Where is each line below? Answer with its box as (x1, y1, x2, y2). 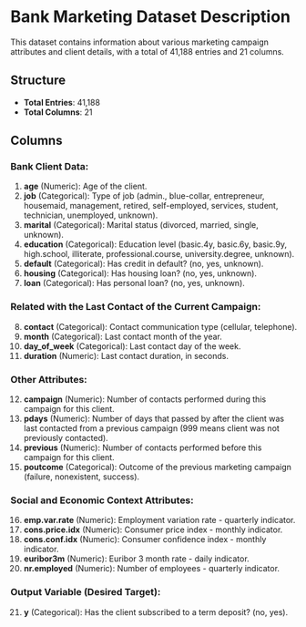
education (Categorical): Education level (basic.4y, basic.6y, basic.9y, (23, 239, 288, 250)
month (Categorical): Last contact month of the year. (23, 331, 222, 342)
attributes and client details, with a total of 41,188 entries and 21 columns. (10, 46, 285, 57)
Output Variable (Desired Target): (10, 586, 161, 599)
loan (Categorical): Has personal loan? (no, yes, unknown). (23, 278, 245, 289)
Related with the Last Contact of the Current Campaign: (10, 301, 261, 313)
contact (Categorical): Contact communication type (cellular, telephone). (23, 321, 298, 332)
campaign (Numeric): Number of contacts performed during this (23, 394, 267, 405)
